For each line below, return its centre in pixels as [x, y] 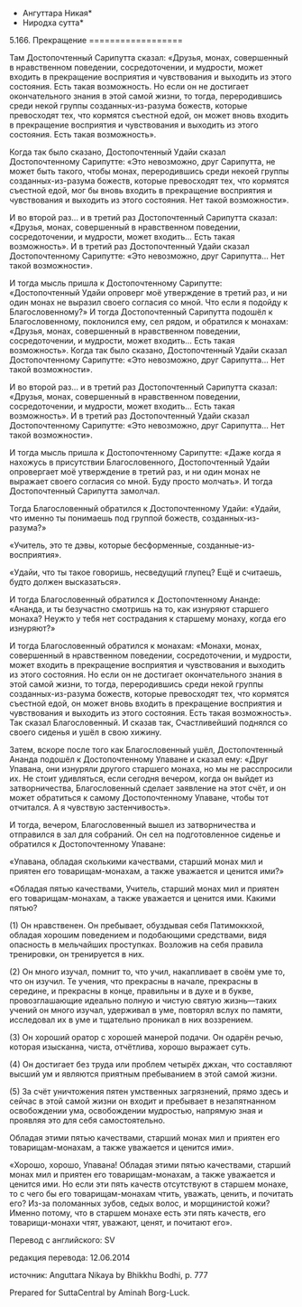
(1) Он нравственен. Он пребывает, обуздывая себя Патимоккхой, [137, 925]
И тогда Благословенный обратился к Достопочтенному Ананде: [135, 599]
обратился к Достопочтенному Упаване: [87, 844]
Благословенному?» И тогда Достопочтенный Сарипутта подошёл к [141, 312]
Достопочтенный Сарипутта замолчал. [85, 491]
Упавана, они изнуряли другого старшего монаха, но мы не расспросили [151, 769]
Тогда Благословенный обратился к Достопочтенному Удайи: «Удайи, [145, 508]
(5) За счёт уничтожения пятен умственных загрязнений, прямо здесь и [149, 1091]
